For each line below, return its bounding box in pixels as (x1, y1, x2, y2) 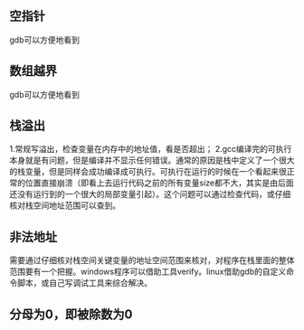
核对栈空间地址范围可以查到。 (9, 200, 120, 211)
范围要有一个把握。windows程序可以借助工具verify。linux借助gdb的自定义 (9, 266, 287, 278)
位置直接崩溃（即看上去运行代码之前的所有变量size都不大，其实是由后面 (24, 177, 294, 188)
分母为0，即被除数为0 (9, 306, 133, 322)
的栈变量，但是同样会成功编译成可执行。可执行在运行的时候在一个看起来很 (9, 166, 287, 177)
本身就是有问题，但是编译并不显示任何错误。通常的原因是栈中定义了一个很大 (9, 155, 295, 165)
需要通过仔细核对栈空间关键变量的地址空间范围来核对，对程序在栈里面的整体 (9, 255, 295, 266)
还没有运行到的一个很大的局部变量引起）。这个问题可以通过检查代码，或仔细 (9, 189, 291, 200)
